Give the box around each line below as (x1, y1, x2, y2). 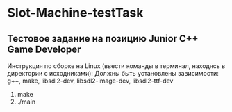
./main (17, 97, 36, 106)
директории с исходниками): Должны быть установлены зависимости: (7, 70, 219, 77)
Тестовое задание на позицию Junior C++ (7, 33, 199, 45)
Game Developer (7, 43, 81, 55)
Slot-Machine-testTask (7, 5, 144, 21)
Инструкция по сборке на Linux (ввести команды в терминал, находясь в (7, 62, 226, 70)
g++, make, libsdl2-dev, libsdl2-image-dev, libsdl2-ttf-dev (7, 77, 174, 85)
